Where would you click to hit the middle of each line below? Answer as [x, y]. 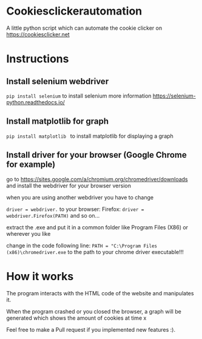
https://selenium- [174, 96]
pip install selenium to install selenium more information [79, 96]
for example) [31, 165]
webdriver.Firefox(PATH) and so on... [53, 215]
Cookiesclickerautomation [74, 11]
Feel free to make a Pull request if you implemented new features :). [91, 329]
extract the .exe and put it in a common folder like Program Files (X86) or [97, 227]
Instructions [38, 59]
